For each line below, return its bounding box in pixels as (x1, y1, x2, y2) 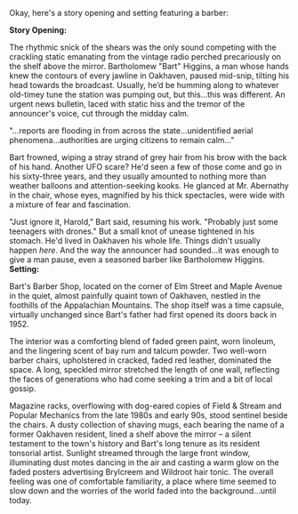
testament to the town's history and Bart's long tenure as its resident (9, 438, 261, 448)
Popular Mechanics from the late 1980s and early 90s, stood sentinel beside (9, 410, 288, 421)
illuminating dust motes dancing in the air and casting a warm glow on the (9, 457, 279, 468)
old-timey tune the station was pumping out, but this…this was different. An (9, 89, 286, 100)
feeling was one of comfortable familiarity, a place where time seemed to (9, 476, 278, 486)
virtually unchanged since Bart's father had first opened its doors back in (9, 309, 278, 319)
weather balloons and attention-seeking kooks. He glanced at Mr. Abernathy (9, 181, 289, 190)
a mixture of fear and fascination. (9, 199, 132, 210)
